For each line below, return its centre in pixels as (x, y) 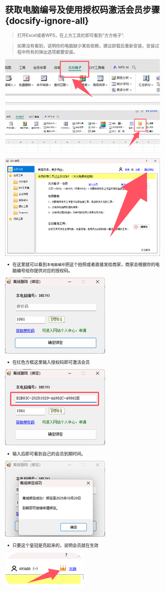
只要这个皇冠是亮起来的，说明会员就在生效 (55, 545)
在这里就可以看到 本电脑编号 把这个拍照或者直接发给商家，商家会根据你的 (84, 264)
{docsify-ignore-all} (47, 21)
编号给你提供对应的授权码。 (44, 270)
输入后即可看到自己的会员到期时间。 (49, 453)
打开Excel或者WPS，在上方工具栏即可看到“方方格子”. (70, 35)
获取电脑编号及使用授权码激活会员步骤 (83, 10)
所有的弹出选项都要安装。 (52, 52)
